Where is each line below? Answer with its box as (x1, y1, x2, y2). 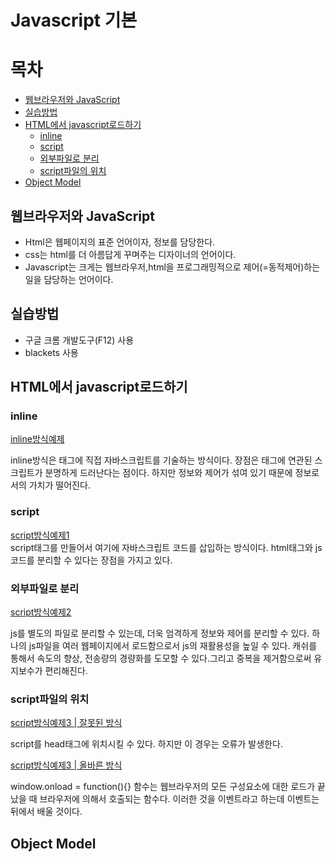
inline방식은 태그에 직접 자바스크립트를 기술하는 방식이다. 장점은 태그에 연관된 (10, 454, 313, 466)
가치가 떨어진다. (28, 479, 91, 491)
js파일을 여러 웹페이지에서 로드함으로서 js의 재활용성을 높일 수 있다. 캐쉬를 (28, 640, 318, 652)
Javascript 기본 (10, 9, 138, 32)
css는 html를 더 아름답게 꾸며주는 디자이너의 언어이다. (24, 248, 237, 260)
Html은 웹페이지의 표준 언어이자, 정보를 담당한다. (24, 236, 216, 248)
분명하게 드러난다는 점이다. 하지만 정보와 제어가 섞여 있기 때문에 (44, 467, 293, 479)
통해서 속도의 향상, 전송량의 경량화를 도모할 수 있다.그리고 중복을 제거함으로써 (10, 652, 312, 665)
